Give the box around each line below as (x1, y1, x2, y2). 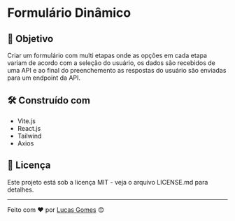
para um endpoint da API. (7, 73, 81, 82)
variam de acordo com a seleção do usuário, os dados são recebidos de (7, 59, 215, 67)
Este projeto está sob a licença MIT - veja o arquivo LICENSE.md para (7, 178, 208, 186)
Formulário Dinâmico (7, 5, 131, 21)
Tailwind (17, 131, 42, 140)
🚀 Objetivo (7, 33, 54, 45)
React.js (17, 124, 41, 132)
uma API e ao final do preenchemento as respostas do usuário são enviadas (7, 66, 227, 74)
